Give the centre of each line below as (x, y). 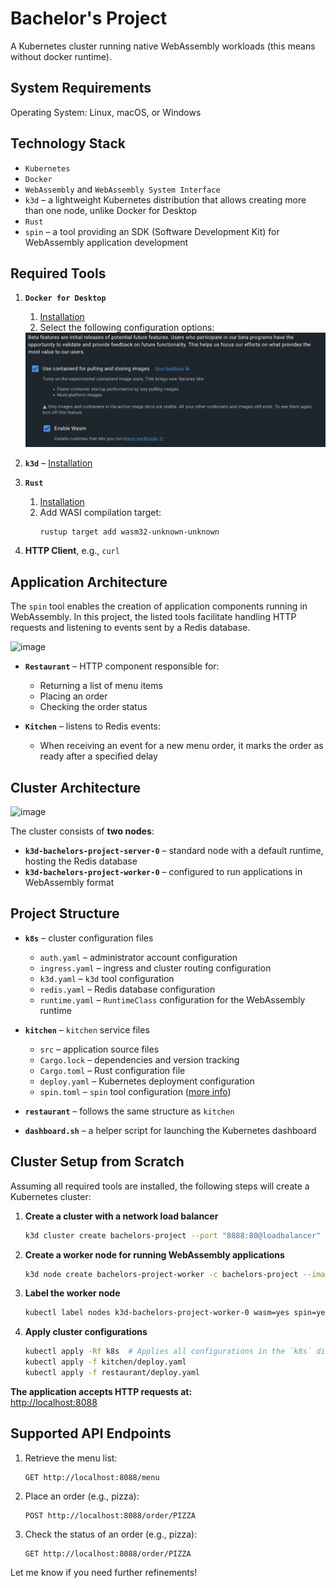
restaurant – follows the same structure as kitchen (129, 1111)
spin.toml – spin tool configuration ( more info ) (135, 1091)
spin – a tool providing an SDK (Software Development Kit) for (152, 231)
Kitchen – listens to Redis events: (92, 726)
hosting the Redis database (81, 861)
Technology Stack (68, 143)
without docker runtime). (61, 56)
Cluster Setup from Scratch (97, 1162)
